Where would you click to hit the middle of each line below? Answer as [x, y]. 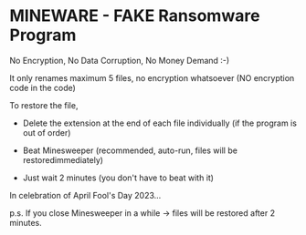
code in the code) [42, 87]
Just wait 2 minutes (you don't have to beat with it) [118, 178]
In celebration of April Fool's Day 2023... [85, 195]
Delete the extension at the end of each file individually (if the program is [159, 123]
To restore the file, [44, 105]
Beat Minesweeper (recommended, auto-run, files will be [130, 150]
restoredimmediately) [63, 159]
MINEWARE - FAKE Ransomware [135, 16]
